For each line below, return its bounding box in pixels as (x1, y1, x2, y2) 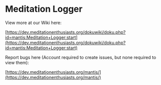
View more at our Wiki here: (5, 20, 62, 26)
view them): (5, 59, 29, 65)
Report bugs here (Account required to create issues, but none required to (5, 54, 157, 60)
